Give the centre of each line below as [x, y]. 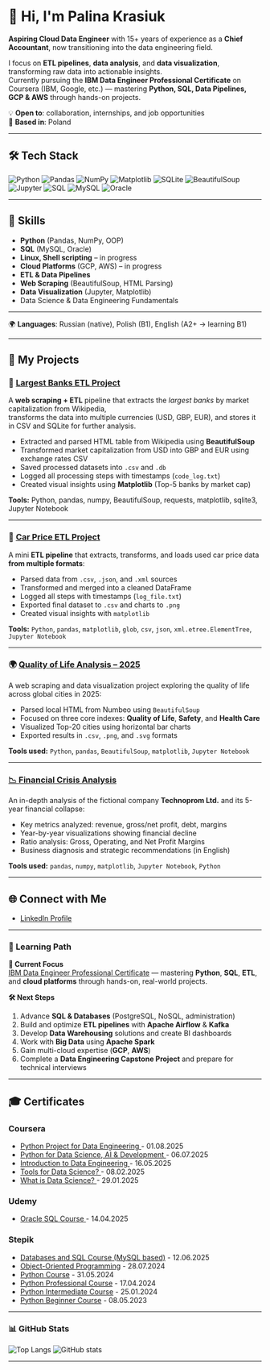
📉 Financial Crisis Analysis [63, 780]
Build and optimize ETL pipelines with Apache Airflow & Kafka [125, 1025]
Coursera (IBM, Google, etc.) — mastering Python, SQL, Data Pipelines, [127, 89]
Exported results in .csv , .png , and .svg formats [99, 735]
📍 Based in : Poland [40, 122]
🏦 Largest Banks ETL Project [64, 382]
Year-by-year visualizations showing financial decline [108, 833]
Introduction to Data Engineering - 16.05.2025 [96, 1163]
